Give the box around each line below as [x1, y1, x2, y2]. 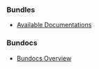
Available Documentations [16, 21, 92, 29]
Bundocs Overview [16, 54, 72, 62]
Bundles [6, 5, 36, 15]
